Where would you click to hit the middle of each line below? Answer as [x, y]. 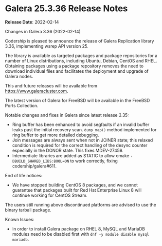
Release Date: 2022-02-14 [32, 22]
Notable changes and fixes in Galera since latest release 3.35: [67, 115]
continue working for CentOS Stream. [50, 195]
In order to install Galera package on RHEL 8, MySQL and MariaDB [78, 229]
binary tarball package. [28, 210]
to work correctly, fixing [94, 161]
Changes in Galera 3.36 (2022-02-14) [43, 31]
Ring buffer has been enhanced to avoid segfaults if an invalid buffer [81, 124]
